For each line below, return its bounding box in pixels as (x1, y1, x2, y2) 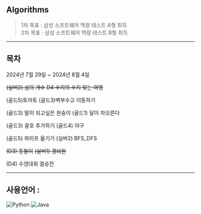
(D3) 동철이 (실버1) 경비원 (6, 147, 66, 155)
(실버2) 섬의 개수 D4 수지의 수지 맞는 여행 (6, 83, 103, 91)
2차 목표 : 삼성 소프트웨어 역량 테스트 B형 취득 (20, 29, 128, 36)
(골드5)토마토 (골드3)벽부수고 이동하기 (6, 96, 96, 104)
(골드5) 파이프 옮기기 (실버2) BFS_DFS (6, 134, 98, 141)
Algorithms (6, 5, 49, 15)
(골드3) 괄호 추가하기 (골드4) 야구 (6, 122, 85, 129)
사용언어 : (6, 185, 40, 195)
